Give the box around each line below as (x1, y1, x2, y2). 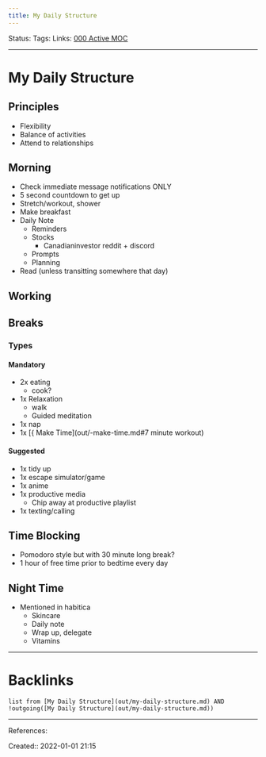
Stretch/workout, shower (19, 199, 101, 209)
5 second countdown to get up (19, 190, 120, 200)
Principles (8, 100, 59, 113)
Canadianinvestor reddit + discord (43, 241, 155, 251)
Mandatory (8, 359, 46, 369)
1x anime (19, 481, 49, 490)
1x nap (19, 420, 41, 429)
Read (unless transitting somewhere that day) (19, 267, 169, 276)
